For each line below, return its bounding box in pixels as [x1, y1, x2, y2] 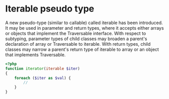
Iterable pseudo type [5, 3, 94, 15]
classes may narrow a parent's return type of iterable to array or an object [5, 46, 159, 52]
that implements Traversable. [5, 51, 66, 58]
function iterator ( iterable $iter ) [5, 66, 80, 71]
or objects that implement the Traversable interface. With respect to [5, 30, 146, 36]
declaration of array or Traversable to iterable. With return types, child [5, 41, 151, 47]
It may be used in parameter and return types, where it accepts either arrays [5, 25, 164, 31]
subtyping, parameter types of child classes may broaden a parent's [5, 36, 147, 42]
